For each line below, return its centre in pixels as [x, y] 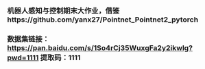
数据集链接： [28, 39]
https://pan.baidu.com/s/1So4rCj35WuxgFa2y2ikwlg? [100, 47]
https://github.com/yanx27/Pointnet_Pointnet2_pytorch [103, 20]
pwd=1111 [23, 57]
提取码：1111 [60, 57]
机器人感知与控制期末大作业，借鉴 [63, 10]
